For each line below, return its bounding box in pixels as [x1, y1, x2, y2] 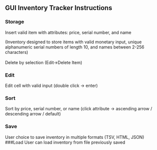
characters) [5, 49, 28, 55]
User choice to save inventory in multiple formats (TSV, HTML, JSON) [5, 134, 144, 140]
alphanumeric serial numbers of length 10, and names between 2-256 [5, 44, 145, 50]
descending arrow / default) [5, 111, 61, 117]
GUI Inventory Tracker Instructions [5, 4, 113, 12]
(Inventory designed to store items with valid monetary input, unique [5, 39, 142, 45]
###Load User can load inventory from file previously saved [5, 139, 125, 145]
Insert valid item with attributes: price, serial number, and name [5, 29, 132, 35]
